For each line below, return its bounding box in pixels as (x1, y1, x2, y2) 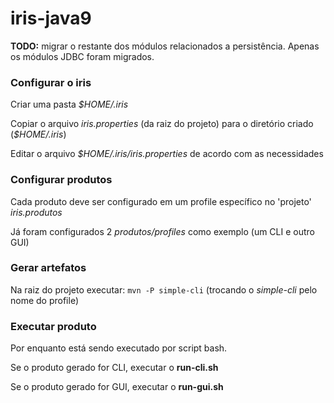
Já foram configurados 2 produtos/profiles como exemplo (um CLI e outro (10, 225, 315, 237)
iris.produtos (10, 206, 63, 218)
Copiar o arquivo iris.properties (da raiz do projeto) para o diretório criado (10, 118, 314, 130)
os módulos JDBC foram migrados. (10, 50, 155, 62)
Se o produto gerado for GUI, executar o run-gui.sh (10, 381, 224, 393)
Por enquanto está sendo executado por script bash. (10, 342, 228, 354)
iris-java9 (10, 7, 92, 30)
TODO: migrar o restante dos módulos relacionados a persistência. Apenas (10, 40, 320, 52)
